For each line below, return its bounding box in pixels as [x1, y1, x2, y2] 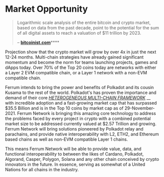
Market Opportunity [5, 3, 88, 15]
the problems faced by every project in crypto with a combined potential [5, 115, 151, 121]
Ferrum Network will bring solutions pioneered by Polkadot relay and [5, 126, 143, 132]
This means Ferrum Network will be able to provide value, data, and [5, 146, 142, 152]
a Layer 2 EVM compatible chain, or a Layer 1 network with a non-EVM [5, 69, 147, 75]
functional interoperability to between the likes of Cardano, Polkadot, [5, 151, 144, 157]
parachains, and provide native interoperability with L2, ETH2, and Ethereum [5, 131, 159, 137]
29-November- [124, 105, 155, 111]
